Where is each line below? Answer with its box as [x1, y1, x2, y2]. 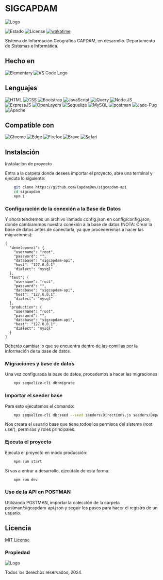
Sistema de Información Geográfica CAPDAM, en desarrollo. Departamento [5, 37, 155, 44]
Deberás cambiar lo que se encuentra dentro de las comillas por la [5, 343, 138, 349]
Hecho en [5, 57, 35, 65]
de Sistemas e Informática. [5, 43, 59, 48]
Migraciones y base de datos [5, 360, 75, 367]
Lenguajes [5, 84, 37, 92]
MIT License [5, 537, 30, 543]
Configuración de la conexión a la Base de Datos [5, 205, 121, 212]
